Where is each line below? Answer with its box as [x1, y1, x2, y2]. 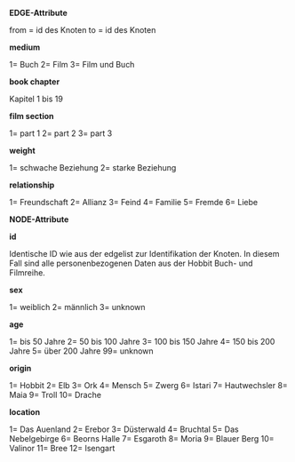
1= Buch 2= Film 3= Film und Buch [9, 60, 135, 69]
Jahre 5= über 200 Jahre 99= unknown [9, 346, 154, 356]
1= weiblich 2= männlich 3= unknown [9, 302, 146, 312]
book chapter [9, 76, 60, 87]
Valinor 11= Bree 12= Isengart [9, 443, 116, 453]
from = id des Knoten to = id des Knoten [9, 25, 156, 35]
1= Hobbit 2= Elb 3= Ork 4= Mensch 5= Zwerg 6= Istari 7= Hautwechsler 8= [9, 380, 289, 390]
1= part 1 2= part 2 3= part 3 [9, 128, 113, 139]
